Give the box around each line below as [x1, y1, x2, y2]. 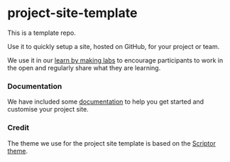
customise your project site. [7, 105, 89, 114]
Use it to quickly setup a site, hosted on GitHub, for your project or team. [7, 42, 220, 50]
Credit [7, 123, 30, 133]
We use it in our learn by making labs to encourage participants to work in [7, 55, 224, 65]
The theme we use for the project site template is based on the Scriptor [7, 139, 217, 147]
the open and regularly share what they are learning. [7, 63, 161, 72]
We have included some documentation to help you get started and [7, 97, 204, 106]
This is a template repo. [7, 28, 76, 37]
